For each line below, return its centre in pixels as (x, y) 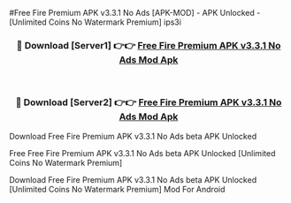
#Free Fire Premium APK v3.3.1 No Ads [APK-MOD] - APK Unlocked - (135, 13)
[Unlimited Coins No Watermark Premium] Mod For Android (117, 189)
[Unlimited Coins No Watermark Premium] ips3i (95, 22)
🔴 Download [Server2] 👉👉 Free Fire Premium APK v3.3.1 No (149, 102)
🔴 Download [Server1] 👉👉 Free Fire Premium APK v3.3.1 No (149, 45)
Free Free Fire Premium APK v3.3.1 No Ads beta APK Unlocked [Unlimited (142, 153)
